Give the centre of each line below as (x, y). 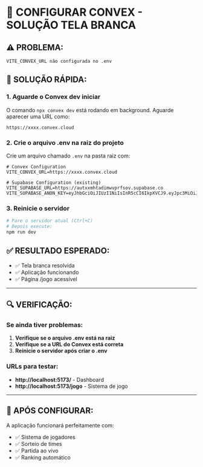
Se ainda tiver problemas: (45, 325)
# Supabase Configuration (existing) (54, 183)
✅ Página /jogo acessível (46, 279)
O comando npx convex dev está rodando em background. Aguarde (90, 110)
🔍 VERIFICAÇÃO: (39, 305)
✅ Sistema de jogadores (45, 437)
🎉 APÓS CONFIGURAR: (50, 411)
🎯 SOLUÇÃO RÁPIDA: (47, 80)
